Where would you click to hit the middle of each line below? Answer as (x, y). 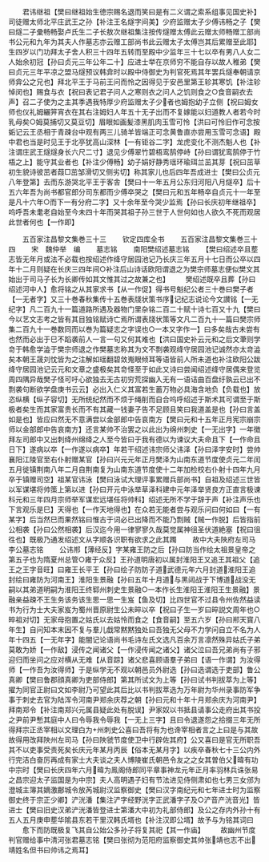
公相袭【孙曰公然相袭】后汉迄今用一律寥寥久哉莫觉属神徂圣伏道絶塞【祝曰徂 (134, 530)
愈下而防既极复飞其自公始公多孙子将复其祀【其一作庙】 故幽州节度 (139, 830)
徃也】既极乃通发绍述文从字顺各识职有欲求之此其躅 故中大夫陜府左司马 (132, 540)
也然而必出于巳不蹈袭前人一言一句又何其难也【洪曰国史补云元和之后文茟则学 (134, 339)
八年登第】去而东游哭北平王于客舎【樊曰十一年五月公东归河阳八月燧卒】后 (131, 182)
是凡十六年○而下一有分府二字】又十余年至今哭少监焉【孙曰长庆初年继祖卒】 (134, 202)
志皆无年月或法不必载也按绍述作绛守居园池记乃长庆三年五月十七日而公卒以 (131, 259)
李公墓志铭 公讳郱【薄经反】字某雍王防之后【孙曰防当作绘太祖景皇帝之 (132, 550)
